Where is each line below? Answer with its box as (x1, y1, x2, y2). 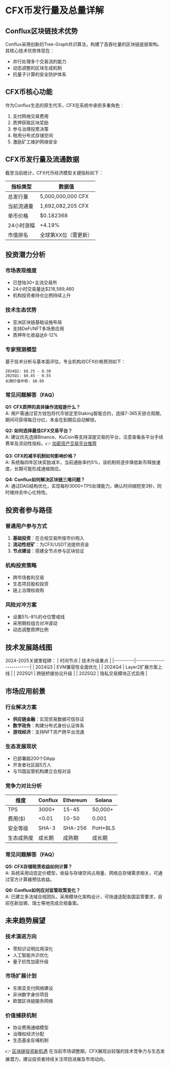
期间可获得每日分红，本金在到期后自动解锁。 (5, 417, 99, 423)
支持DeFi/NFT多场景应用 (12, 325, 65, 332)
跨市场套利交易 (12, 574, 44, 581)
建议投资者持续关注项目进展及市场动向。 (22, 1056, 108, 1062)
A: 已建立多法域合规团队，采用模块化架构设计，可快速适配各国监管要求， (5, 894, 158, 900)
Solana (95, 796, 112, 803)
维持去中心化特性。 (9, 489, 50, 495)
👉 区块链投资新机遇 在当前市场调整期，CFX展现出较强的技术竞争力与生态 (5, 1048, 161, 1054)
